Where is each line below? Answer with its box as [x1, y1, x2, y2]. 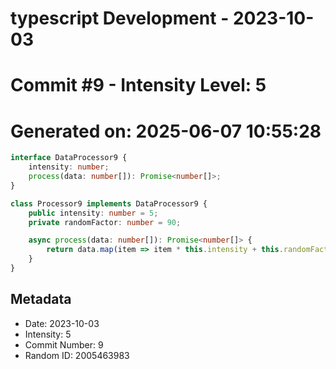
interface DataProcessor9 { [10, 153, 128, 163]
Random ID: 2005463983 [24, 349, 130, 361]
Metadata [10, 291, 72, 308]
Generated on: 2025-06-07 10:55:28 [10, 120, 322, 142]
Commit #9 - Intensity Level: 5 [10, 74, 267, 97]
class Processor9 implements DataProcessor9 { [10, 198, 208, 209]
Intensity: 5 [24, 328, 72, 340]
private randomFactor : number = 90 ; [28, 217, 182, 227]
